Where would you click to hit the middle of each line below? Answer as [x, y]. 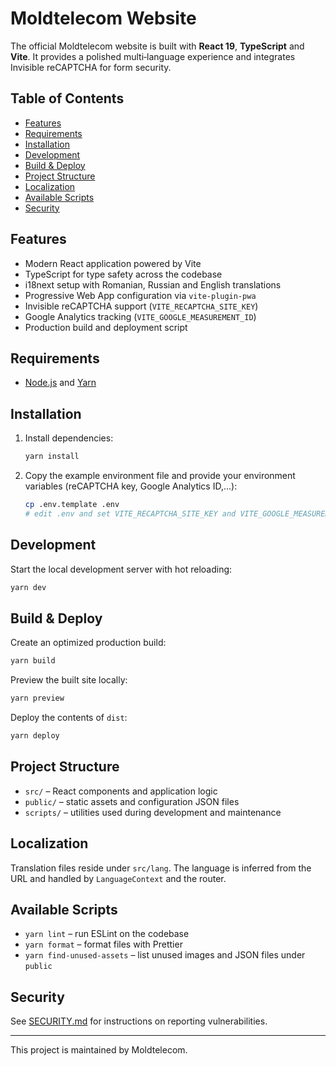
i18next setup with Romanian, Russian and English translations [153, 284]
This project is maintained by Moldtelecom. [99, 1050]
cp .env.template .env [72, 505]
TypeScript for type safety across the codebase [123, 274]
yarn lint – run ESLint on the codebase [107, 934]
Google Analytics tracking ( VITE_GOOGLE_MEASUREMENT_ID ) [140, 316]
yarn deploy [35, 736]
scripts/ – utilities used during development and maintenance [153, 812]
